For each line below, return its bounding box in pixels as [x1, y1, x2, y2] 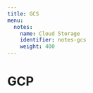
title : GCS [7, 10, 39, 18]
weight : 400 [20, 43, 55, 50]
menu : [7, 17, 23, 24]
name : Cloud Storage [20, 30, 80, 37]
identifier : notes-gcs [20, 37, 87, 44]
